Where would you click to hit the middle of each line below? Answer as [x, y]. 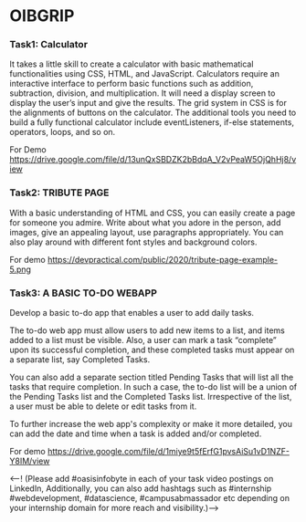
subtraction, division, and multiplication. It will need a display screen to [142, 93]
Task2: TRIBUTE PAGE [59, 193]
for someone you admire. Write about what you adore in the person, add [145, 222]
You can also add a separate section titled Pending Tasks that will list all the [152, 377]
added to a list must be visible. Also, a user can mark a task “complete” [143, 340]
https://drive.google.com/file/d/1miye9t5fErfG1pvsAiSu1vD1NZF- [169, 452]
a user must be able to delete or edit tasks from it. [103, 406]
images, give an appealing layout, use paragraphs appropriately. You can [147, 232]
